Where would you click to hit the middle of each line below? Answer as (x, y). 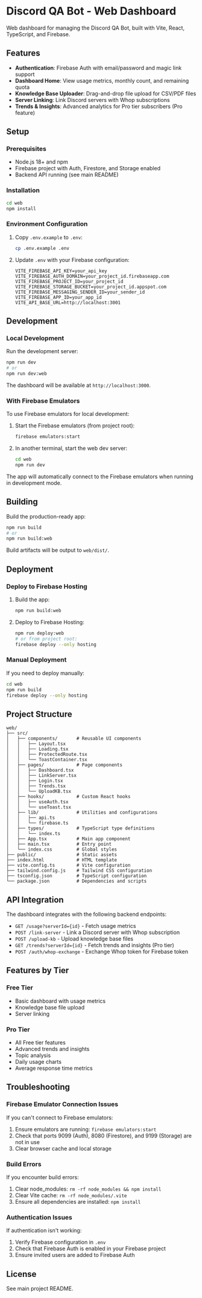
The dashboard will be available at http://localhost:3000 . (79, 385)
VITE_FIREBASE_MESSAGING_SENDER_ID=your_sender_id (80, 292)
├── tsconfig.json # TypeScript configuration (77, 876)
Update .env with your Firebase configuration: (72, 260)
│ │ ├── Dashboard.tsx (40, 770)
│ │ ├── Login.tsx (35, 781)
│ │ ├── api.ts (31, 818)
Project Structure (39, 714)
